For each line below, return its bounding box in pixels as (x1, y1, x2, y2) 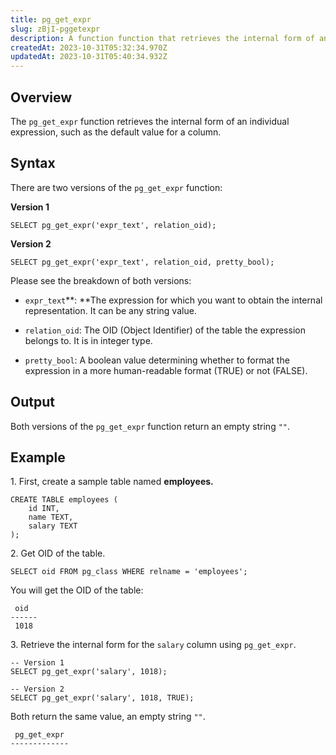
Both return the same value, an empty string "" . (10, 711, 206, 723)
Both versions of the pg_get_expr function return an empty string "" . (10, 420, 291, 432)
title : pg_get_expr (10, 14, 92, 25)
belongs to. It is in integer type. (24, 334, 153, 346)
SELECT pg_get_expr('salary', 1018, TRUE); (10, 693, 195, 703)
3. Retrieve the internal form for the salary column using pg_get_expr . (10, 639, 297, 651)
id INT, (28, 504, 60, 514)
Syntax (10, 155, 56, 172)
